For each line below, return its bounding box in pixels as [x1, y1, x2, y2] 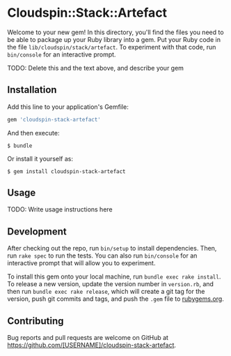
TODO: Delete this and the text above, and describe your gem [7, 64, 184, 72]
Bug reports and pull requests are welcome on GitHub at [7, 334, 169, 342]
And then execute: [7, 128, 60, 137]
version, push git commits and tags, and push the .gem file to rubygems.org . [7, 295, 225, 303]
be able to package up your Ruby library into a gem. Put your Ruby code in [7, 35, 221, 43]
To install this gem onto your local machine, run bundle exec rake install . [7, 272, 221, 281]
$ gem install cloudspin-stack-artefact [7, 168, 127, 175]
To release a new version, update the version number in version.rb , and [7, 280, 214, 288]
